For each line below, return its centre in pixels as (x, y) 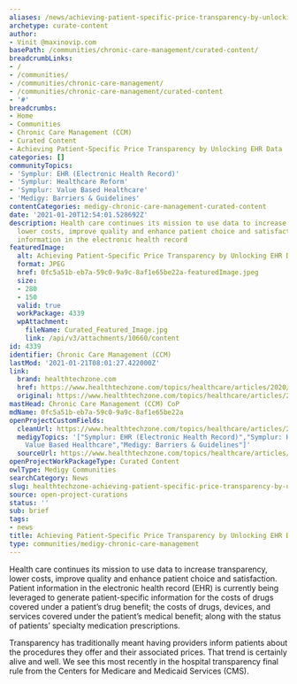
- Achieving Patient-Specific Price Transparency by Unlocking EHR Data (146, 149)
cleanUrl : (35, 429)
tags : (19, 519)
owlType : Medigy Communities (63, 470)
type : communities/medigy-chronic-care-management (104, 544)
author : (23, 34)
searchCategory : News (49, 478)
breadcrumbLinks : (41, 58)
